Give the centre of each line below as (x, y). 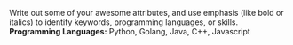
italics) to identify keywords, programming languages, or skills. (124, 22)
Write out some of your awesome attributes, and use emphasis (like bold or (146, 13)
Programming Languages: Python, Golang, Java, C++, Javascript (130, 31)
